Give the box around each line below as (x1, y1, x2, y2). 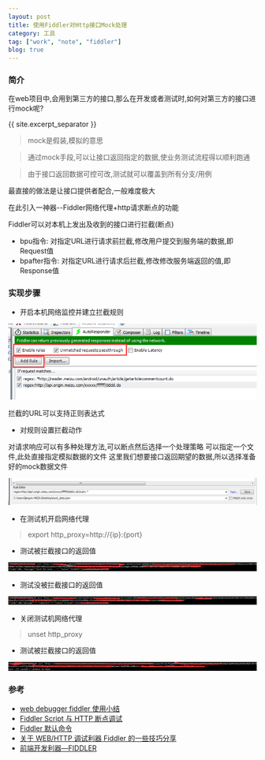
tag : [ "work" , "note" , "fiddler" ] (8, 38, 122, 46)
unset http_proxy (27, 630, 83, 639)
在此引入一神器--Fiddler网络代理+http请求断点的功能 (8, 203, 179, 212)
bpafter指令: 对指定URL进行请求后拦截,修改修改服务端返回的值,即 (19, 256, 231, 266)
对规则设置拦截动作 (19, 425, 83, 435)
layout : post (8, 13, 51, 21)
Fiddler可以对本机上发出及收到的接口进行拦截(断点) (8, 219, 174, 229)
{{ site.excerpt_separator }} (8, 119, 97, 129)
